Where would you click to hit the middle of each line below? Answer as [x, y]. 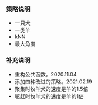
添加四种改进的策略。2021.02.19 [53, 81]
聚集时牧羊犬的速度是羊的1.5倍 [51, 89]
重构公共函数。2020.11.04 [45, 74]
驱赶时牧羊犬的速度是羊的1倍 [49, 96]
